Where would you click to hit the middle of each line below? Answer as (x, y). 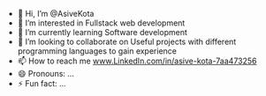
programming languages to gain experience (97, 51)
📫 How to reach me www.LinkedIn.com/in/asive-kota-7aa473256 (137, 61)
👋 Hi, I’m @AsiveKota (56, 14)
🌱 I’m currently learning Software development (102, 32)
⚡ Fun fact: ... (42, 83)
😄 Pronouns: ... (46, 74)
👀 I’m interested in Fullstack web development (101, 23)
